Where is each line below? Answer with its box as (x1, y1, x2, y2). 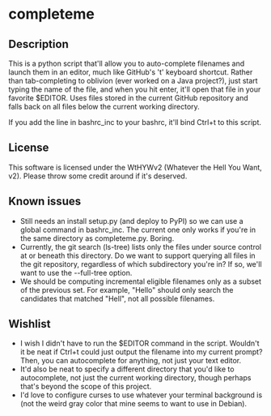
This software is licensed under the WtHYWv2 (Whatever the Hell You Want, (8, 162, 263, 172)
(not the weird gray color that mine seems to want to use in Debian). (19, 399, 248, 409)
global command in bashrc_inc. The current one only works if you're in (19, 225, 256, 234)
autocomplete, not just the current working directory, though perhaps (19, 373, 252, 383)
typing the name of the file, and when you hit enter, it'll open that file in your (8, 84, 261, 94)
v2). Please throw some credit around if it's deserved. (8, 171, 188, 181)
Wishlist (8, 317, 51, 331)
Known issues (8, 195, 82, 208)
